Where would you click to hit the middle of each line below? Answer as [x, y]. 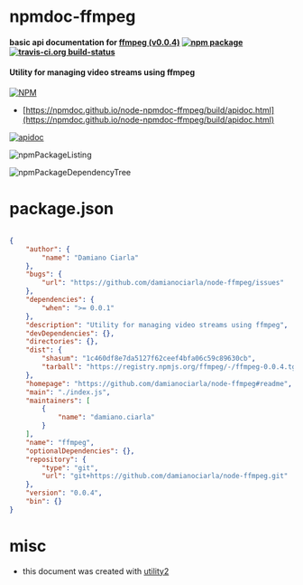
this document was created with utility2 [96, 571]
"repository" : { [56, 459]
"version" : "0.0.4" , [64, 493]
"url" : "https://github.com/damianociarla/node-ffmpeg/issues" [163, 283]
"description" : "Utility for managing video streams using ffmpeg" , [157, 325]
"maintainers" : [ [58, 401]
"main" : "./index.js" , [68, 392]
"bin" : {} [44, 502]
